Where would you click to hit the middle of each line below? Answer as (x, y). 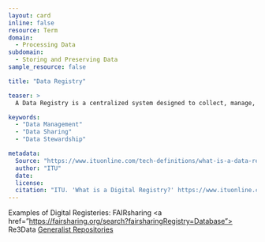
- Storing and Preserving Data (67, 60)
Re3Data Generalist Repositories (61, 229)
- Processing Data (46, 45)
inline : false (32, 23)
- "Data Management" (49, 125)
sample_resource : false (47, 67)
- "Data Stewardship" (51, 139)
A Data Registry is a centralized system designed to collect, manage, (136, 103)
